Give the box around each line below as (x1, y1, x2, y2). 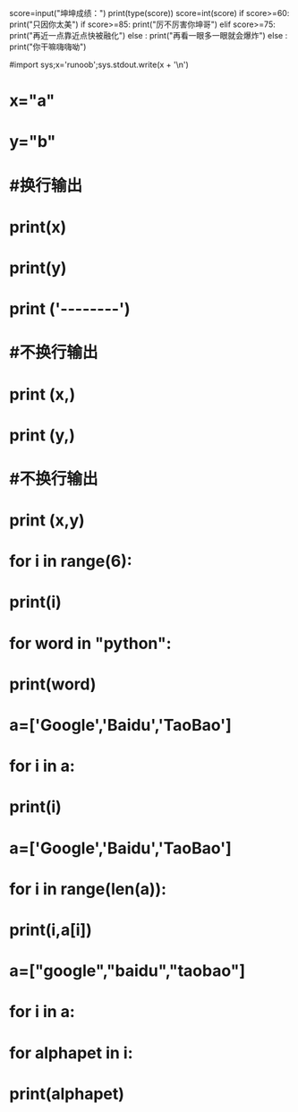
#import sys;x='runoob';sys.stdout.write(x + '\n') (9, 59, 190, 70)
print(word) (9, 674, 97, 694)
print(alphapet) (9, 1083, 125, 1104)
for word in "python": (9, 633, 172, 654)
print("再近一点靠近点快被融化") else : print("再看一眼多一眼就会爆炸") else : (9, 30, 288, 40)
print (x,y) (9, 510, 85, 531)
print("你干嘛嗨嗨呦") (9, 41, 87, 52)
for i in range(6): (9, 552, 132, 571)
